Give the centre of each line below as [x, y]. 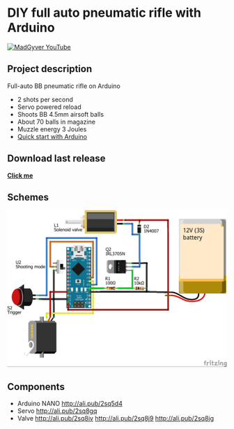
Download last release [56, 159]
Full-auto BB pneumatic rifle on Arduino [64, 86]
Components [36, 387]
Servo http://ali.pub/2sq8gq [57, 411]
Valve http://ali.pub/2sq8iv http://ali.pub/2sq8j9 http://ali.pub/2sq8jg [116, 418]
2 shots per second [45, 99]
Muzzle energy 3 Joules [52, 129]
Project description [50, 69]
